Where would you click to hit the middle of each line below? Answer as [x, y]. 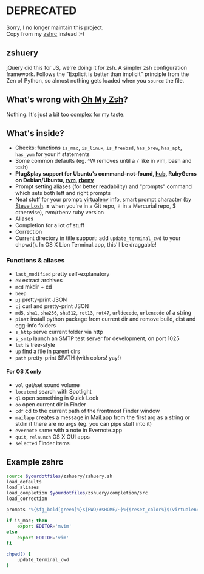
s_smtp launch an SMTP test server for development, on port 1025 [97, 338]
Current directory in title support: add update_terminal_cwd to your [98, 238]
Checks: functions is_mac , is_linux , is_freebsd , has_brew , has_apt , [98, 148]
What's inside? [36, 133]
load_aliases [23, 487]
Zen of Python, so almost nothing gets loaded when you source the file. [95, 80]
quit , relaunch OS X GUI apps [52, 436]
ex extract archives [39, 280]
